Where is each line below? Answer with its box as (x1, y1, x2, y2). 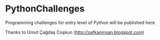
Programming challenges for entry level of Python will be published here (5, 19, 155, 25)
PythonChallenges (5, 3, 85, 14)
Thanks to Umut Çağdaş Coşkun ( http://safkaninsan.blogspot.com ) (5, 29, 144, 35)
